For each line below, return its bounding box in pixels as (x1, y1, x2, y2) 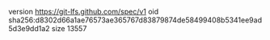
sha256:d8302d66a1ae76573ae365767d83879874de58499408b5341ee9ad (8, 15, 263, 25)
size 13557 (51, 24, 87, 33)
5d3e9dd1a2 (8, 24, 50, 33)
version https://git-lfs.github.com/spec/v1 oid (8, 7, 159, 16)
